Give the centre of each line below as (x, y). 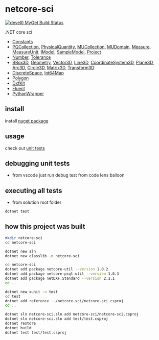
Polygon (21, 78)
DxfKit (19, 83)
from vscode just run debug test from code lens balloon (68, 175)
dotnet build (18, 328)
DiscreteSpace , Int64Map (38, 73)
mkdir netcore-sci (24, 238)
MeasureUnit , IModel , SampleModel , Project (57, 52)
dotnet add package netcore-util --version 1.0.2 (57, 269)
